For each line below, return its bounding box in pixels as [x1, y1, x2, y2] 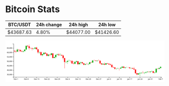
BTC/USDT [8, 22, 31, 28]
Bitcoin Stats [5, 4, 60, 15]
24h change [36, 22, 62, 28]
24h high [68, 22, 89, 28]
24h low [98, 22, 116, 28]
